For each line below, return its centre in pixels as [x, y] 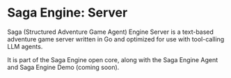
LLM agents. [25, 46]
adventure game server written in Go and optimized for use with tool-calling [116, 39]
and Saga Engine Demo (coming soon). [63, 67]
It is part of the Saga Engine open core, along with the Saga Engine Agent [112, 59]
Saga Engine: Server [67, 13]
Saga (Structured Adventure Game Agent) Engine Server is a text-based [111, 32]
